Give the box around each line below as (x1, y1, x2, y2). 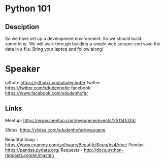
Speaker (5, 64, 40, 74)
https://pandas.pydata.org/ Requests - (5, 147, 83, 153)
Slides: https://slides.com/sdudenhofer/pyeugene (5, 127, 106, 133)
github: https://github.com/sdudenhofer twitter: (5, 79, 101, 85)
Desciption (5, 23, 39, 31)
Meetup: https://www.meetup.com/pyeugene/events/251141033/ (5, 117, 136, 123)
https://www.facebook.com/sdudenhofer (5, 90, 88, 96)
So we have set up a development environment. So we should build (5, 35, 142, 41)
